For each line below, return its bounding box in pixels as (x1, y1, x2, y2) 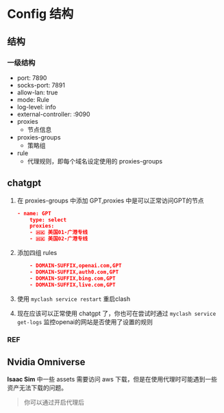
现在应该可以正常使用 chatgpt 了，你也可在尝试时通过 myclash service (16, 309, 216, 317)
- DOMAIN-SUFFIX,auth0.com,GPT (29, 268, 119, 276)
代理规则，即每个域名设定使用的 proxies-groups (27, 157, 163, 165)
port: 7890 (16, 73, 47, 82)
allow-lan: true (16, 88, 58, 96)
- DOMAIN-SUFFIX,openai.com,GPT (29, 263, 122, 269)
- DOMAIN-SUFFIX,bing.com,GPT (29, 275, 116, 282)
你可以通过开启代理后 (23, 398, 84, 407)
